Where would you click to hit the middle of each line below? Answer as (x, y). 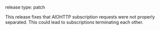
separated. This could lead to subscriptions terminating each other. (74, 22)
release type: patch (25, 7)
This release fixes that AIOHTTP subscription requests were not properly (80, 17)
